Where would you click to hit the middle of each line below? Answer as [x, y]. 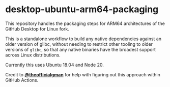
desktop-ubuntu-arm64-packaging [82, 9]
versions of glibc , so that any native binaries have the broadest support [81, 49]
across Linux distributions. [33, 55]
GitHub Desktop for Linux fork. [37, 28]
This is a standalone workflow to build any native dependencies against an [83, 39]
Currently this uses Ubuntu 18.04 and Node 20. [55, 65]
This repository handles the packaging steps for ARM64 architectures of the [85, 23]
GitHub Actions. [22, 80]
